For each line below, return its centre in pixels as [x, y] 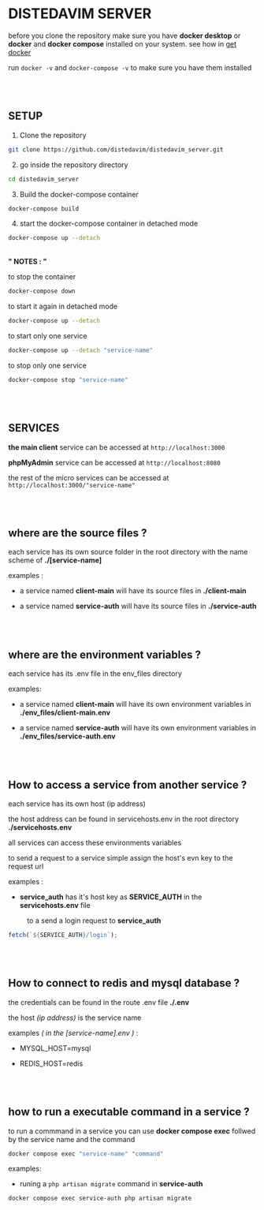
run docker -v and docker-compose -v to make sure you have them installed [130, 67]
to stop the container [42, 277]
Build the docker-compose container [79, 194]
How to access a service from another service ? [128, 784]
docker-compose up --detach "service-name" [81, 350]
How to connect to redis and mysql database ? [124, 983]
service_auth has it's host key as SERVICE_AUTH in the [111, 897]
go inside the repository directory [74, 164]
